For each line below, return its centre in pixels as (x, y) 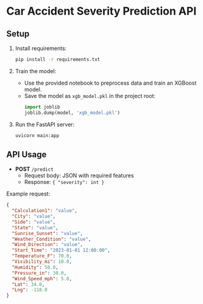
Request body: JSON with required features (79, 175)
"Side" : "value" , (34, 222)
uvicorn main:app (37, 135)
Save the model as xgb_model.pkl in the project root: (90, 96)
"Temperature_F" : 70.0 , (42, 256)
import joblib (42, 107)
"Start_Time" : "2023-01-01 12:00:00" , (61, 250)
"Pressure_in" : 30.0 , (39, 273)
